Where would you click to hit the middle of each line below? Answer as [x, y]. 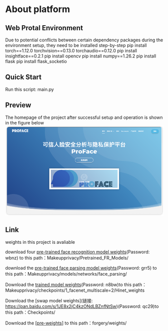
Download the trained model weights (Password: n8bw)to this [68, 284]
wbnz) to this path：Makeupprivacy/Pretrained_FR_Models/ [67, 257]
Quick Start [23, 77]
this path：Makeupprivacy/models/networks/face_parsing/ [66, 274]
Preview [18, 105]
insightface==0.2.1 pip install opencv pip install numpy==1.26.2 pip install [81, 56]
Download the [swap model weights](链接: [49, 300]
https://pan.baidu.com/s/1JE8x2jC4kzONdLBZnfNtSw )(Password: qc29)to [82, 306]
